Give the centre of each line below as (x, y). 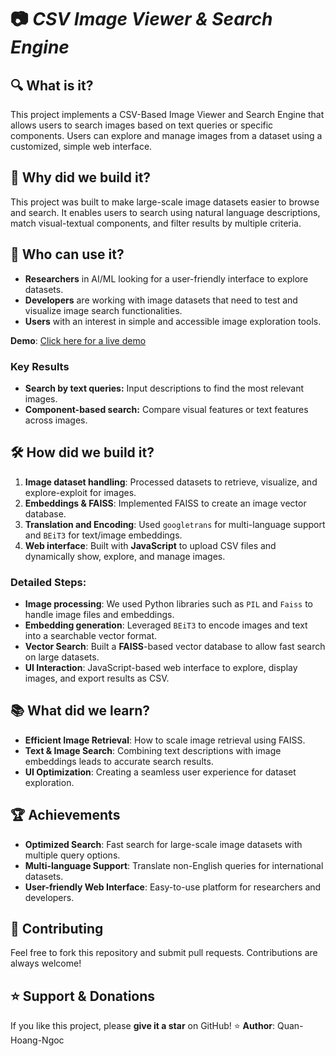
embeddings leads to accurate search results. (119, 761)
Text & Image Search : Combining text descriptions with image (153, 750)
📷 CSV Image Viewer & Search (141, 19)
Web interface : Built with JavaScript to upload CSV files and (150, 545)
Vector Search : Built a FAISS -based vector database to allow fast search (175, 647)
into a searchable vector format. (91, 636)
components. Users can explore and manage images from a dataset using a (166, 135)
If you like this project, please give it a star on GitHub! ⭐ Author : (142, 1026)
